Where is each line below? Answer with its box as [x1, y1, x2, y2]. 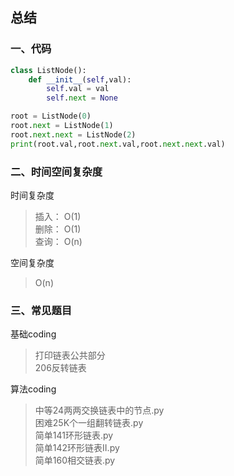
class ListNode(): [10, 65, 87, 75]
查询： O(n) [34, 235, 83, 247]
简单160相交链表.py [34, 454, 116, 467]
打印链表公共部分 [34, 349, 106, 362]
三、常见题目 [10, 303, 73, 317]
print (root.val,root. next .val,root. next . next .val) [10, 139, 226, 149]
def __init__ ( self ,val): [28, 74, 132, 85]
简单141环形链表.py [34, 429, 114, 442]
